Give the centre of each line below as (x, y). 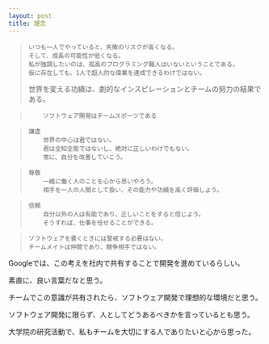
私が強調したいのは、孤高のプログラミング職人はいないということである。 (133, 64)
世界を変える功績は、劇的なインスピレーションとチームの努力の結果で (145, 89)
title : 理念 (27, 23)
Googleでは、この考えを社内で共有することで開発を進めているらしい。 (126, 262)
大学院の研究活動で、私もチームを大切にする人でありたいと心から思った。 (132, 331)
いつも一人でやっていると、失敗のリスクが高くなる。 (103, 47)
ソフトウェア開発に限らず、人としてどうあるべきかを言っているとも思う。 (131, 314)
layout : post (30, 16)
